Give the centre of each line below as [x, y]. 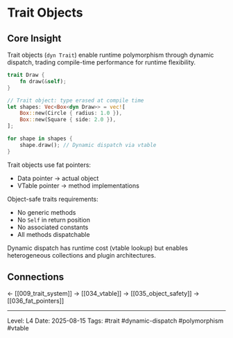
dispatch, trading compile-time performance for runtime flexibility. [102, 62]
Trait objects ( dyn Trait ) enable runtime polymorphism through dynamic [111, 55]
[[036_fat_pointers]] [36, 301]
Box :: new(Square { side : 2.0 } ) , [68, 120]
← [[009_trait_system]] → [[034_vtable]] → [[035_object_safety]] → [103, 294]
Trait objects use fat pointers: [49, 165]
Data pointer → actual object [58, 178]
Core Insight [34, 38]
